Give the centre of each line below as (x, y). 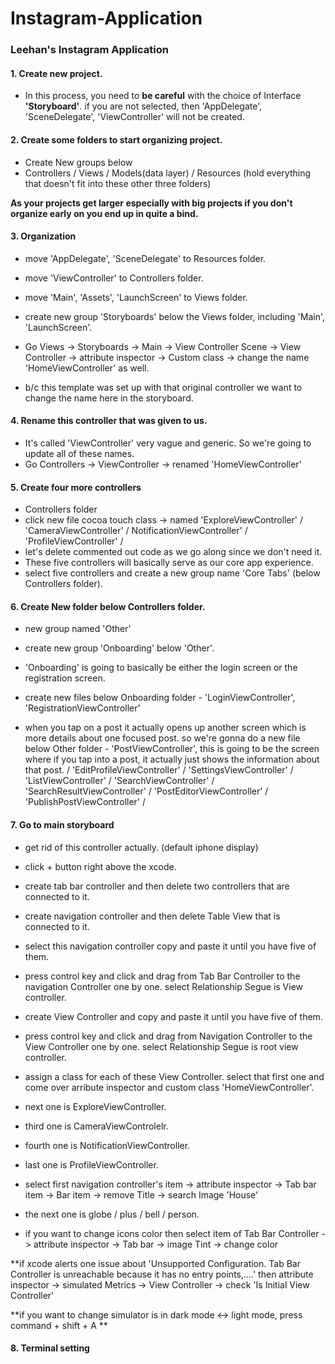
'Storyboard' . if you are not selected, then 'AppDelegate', (143, 106)
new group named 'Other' (78, 629)
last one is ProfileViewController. (91, 1164)
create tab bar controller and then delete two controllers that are (157, 886)
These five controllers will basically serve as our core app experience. (169, 563)
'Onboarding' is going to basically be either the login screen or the (161, 668)
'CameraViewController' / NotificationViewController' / (136, 531)
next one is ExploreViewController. (95, 1106)
